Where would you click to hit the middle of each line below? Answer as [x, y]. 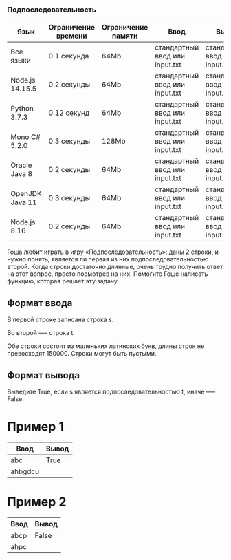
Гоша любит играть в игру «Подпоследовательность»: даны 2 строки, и [113, 252]
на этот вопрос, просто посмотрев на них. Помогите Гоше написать [108, 274]
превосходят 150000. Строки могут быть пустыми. [82, 354]
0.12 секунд [69, 113]
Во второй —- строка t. [41, 333]
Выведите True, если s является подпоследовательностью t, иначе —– [111, 391]
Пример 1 [35, 427]
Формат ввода [40, 303]
